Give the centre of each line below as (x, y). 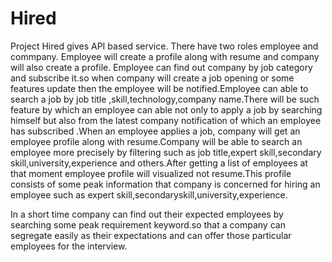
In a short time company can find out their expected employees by (147, 214)
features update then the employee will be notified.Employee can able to (159, 88)
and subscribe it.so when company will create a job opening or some (152, 78)
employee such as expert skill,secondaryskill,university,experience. (149, 194)
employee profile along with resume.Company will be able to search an (156, 141)
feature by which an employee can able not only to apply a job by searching (166, 109)
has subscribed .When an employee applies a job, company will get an (155, 131)
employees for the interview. (69, 246)
